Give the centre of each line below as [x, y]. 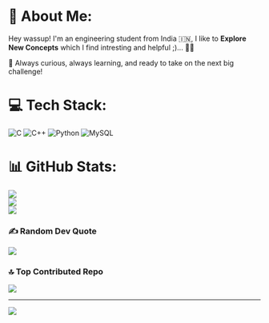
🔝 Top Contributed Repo [56, 272]
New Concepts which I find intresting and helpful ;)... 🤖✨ [101, 47]
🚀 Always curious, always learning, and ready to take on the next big [121, 62]
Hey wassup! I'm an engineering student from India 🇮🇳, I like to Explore [127, 38]
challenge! [26, 71]
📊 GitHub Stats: [63, 167]
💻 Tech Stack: [58, 105]
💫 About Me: [50, 16]
